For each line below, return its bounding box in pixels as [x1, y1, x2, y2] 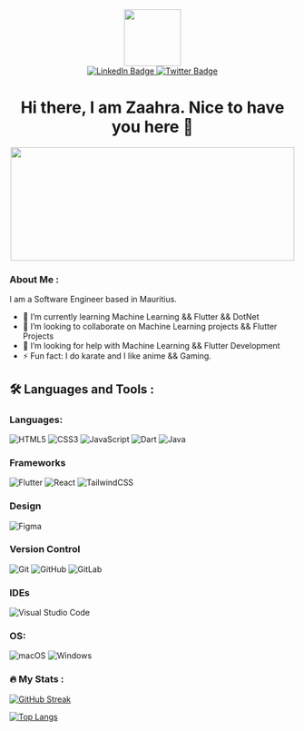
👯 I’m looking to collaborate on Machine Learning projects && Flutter [22, 321, 278, 332]
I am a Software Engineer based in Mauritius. [9, 294, 177, 305]
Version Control [9, 543, 81, 556]
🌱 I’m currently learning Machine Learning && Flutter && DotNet [22, 311, 260, 322]
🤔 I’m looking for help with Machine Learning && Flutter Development [22, 341, 280, 351]
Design [9, 499, 42, 512]
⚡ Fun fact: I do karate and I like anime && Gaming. [22, 351, 211, 361]
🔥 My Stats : [9, 673, 64, 686]
